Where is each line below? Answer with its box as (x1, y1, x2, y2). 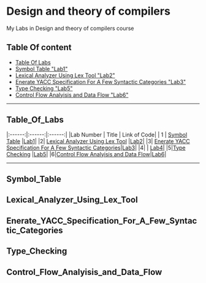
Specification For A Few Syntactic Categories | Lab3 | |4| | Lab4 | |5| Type (6, 144, 186, 151)
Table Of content (6, 42, 72, 53)
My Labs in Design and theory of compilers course (6, 25, 134, 32)
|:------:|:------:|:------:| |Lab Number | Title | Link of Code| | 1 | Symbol (6, 130, 188, 138)
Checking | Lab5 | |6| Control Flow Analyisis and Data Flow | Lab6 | (6, 150, 167, 157)
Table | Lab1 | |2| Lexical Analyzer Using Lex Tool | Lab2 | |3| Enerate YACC (6, 137, 190, 145)
